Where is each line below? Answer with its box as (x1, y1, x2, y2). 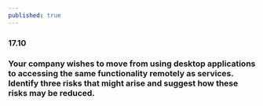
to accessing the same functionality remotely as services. (8, 68, 234, 79)
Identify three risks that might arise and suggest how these (8, 78, 239, 89)
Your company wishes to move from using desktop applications (8, 58, 256, 69)
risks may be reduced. (8, 88, 96, 99)
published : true (8, 11, 61, 20)
